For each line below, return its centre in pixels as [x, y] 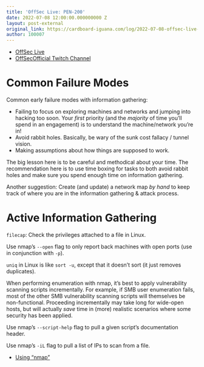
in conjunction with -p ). [35, 253]
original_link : [25, 29]
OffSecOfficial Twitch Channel [53, 58]
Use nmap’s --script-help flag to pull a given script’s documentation [92, 327]
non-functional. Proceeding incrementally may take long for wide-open [95, 302]
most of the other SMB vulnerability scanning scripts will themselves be [96, 296]
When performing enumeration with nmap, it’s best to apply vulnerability [97, 283]
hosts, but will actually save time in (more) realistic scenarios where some [99, 309]
